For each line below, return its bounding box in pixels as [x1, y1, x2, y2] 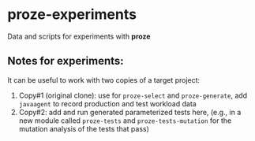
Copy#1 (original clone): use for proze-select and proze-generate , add [18, 91, 248, 100]
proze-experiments [7, 6, 137, 24]
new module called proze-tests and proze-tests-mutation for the [18, 116, 232, 125]
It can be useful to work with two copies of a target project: [7, 75, 201, 84]
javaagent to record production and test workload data [18, 98, 197, 108]
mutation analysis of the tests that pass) [18, 124, 149, 133]
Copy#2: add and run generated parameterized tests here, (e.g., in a [18, 107, 242, 117]
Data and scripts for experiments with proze [7, 32, 151, 41]
